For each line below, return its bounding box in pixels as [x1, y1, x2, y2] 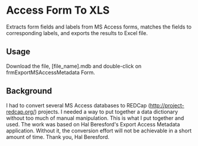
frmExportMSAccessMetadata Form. [6, 69, 96, 76]
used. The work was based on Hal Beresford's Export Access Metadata [6, 120, 180, 128]
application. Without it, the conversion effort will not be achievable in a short [6, 127, 192, 134]
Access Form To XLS [6, 4, 110, 17]
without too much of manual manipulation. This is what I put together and [6, 114, 184, 122]
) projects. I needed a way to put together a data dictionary [34, 108, 178, 115]
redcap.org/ [6, 108, 35, 115]
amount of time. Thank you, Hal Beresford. [6, 133, 110, 140]
